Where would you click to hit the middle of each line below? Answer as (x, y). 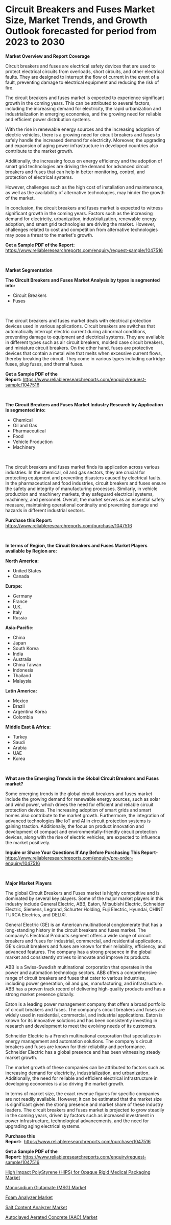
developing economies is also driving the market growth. (65, 1083)
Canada (21, 576)
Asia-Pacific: (20, 628)
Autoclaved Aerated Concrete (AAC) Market (52, 1217)
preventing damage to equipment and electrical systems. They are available (85, 337)
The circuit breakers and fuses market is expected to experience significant (85, 98)
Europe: (14, 586)
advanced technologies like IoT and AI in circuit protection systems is (78, 821)
